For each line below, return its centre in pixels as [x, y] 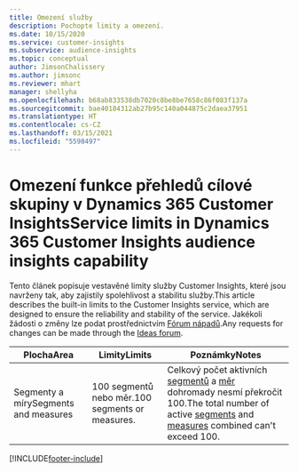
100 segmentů [122, 386]
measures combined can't [222, 425]
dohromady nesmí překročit [225, 392]
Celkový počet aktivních [217, 370]
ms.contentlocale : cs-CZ [55, 125]
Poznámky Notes [226, 355]
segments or [118, 408]
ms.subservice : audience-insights [73, 51]
